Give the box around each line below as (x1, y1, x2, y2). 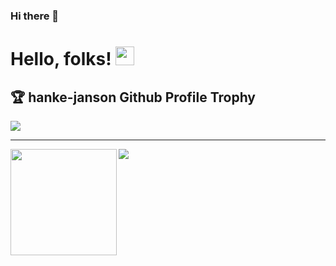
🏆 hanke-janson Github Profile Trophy (10, 89, 257, 106)
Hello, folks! (10, 48, 112, 71)
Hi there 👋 (10, 9, 60, 23)
